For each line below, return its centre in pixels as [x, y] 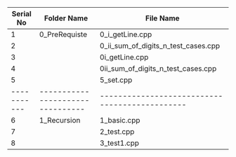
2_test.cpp [117, 131]
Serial [21, 14]
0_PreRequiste [63, 34]
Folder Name [66, 18]
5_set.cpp [116, 80]
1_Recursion [60, 120]
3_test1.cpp [119, 143]
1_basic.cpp [120, 120]
